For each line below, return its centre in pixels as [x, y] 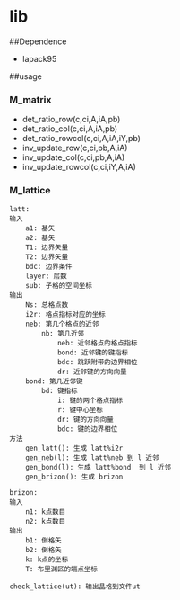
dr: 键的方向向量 [85, 419]
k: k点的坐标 [47, 560]
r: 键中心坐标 [80, 410]
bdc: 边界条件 [49, 266]
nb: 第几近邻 [63, 333]
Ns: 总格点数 [47, 304]
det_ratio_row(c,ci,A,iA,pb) [71, 120]
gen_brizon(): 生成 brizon [74, 477]
